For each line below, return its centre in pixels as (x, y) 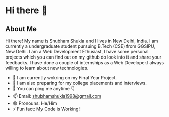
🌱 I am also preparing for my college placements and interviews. (79, 83)
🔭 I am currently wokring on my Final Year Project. (65, 77)
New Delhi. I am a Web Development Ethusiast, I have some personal (77, 52)
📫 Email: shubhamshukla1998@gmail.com (57, 96)
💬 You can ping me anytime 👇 (44, 89)
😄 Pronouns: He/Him (35, 103)
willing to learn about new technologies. (47, 68)
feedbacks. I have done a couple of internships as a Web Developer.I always (85, 62)
